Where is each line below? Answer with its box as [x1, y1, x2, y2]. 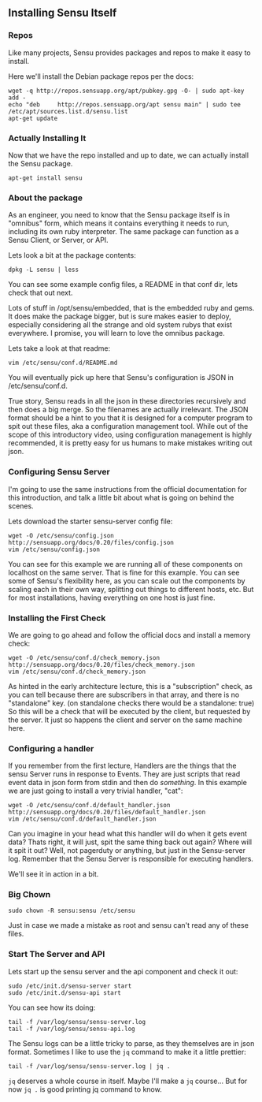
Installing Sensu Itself [8, 6, 117, 20]
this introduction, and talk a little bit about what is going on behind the [8, 493, 234, 502]
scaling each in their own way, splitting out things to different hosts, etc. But [8, 584, 254, 594]
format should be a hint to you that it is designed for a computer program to [8, 413, 253, 423]
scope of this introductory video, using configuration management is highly [8, 430, 253, 440]
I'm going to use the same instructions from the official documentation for [8, 484, 247, 493]
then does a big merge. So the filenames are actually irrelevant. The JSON [8, 405, 249, 415]
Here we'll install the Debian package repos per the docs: [8, 71, 194, 81]
